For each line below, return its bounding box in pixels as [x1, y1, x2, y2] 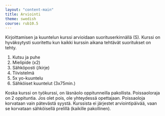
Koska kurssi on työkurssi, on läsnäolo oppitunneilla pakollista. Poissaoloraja [5, 90, 160, 96]
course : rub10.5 [5, 21, 38, 26]
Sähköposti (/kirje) [12, 65, 50, 71]
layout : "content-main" [5, 7, 54, 12]
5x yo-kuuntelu [12, 75, 43, 81]
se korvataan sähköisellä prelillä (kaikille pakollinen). [5, 106, 111, 112]
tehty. [5, 45, 17, 51]
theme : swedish [5, 16, 36, 21]
